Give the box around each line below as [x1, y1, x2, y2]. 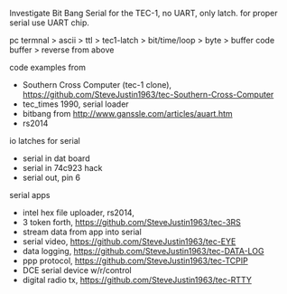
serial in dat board [22, 153, 90, 164]
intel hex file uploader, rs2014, [22, 207, 135, 218]
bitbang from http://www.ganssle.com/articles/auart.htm [22, 109, 233, 119]
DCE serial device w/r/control [22, 265, 133, 275]
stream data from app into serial [22, 226, 142, 237]
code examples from [9, 62, 87, 72]
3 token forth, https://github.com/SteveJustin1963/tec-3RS [22, 217, 242, 227]
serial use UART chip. [9, 17, 90, 28]
